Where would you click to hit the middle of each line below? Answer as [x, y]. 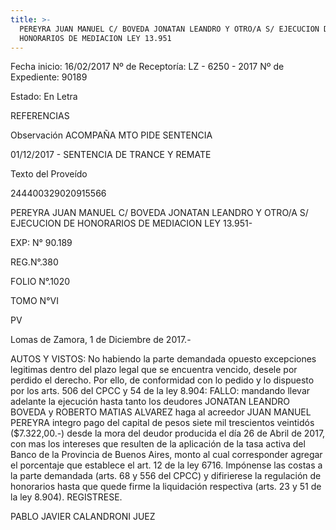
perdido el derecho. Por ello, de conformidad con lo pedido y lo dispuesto [162, 380]
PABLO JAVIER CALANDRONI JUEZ [83, 517]
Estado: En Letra [44, 97]
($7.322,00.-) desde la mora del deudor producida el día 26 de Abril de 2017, [168, 433]
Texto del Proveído [49, 174]
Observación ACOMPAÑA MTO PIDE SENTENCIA [111, 135]
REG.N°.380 [34, 262]
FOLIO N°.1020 [40, 282]
